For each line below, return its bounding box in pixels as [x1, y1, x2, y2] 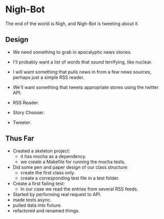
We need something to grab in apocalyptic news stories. [12, 49, 132, 55]
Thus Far [5, 134, 34, 143]
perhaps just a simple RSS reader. [12, 74, 85, 80]
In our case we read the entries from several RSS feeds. [20, 186, 138, 192]
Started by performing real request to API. [12, 191, 101, 198]
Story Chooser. [12, 109, 45, 116]
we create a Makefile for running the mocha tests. [20, 159, 126, 165]
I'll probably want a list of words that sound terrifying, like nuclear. [12, 59, 153, 65]
